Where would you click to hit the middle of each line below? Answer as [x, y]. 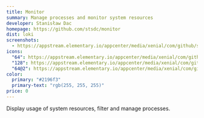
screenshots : [23, 40]
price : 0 [17, 91]
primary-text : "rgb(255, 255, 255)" [58, 86]
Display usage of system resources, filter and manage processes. [88, 108]
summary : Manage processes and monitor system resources [80, 18]
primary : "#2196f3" [36, 80]
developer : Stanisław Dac [39, 23]
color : [15, 74]
